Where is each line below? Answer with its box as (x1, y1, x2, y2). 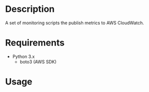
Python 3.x (12, 53, 35, 59)
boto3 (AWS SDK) (19, 58, 57, 65)
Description (5, 3, 55, 15)
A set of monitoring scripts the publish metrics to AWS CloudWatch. (5, 20, 145, 26)
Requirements (5, 37, 65, 48)
